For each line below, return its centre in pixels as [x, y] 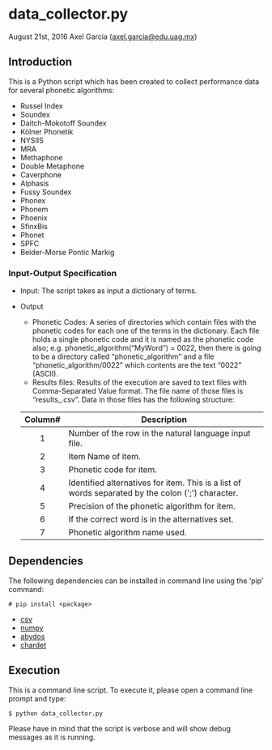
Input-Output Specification [63, 273]
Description [164, 420]
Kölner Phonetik [47, 131]
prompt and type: [37, 698]
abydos [32, 636]
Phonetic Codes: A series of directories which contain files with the [144, 322]
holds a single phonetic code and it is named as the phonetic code [143, 339]
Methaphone [41, 157]
